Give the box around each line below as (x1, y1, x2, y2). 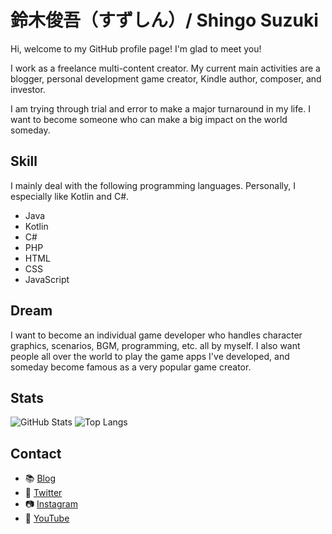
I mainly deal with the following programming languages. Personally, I (10, 179, 296, 191)
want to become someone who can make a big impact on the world (10, 113, 288, 125)
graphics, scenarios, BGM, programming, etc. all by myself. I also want (10, 339, 301, 351)
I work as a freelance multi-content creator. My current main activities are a (10, 62, 321, 74)
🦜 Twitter (24, 487, 63, 499)
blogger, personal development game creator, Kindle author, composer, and (10, 72, 322, 85)
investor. (10, 83, 46, 95)
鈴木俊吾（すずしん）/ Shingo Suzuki (10, 9, 319, 32)
